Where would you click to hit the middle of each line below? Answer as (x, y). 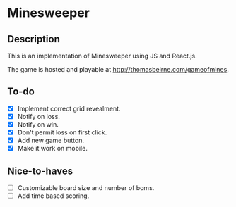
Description (34, 39)
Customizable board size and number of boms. (86, 188)
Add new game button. (51, 140)
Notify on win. (38, 124)
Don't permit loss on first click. (62, 132)
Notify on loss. (39, 116)
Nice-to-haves (40, 171)
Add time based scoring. (53, 196)
